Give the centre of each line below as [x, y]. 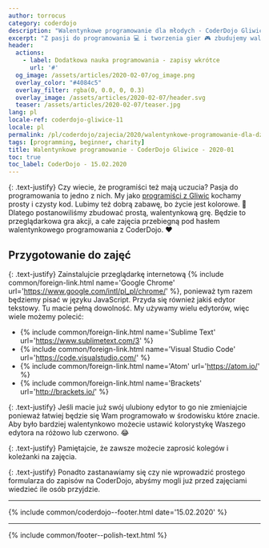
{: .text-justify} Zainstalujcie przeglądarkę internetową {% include [116, 274]
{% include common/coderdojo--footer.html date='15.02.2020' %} [118, 512]
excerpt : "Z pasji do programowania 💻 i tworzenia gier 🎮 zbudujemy [128, 38]
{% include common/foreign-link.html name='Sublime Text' [118, 332]
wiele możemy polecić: [46, 316]
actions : [30, 53]
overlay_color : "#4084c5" [59, 82]
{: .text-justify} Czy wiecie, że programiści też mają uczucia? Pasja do [123, 187]
